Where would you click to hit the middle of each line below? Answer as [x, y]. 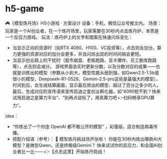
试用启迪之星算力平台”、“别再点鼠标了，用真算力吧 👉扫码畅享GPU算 [83, 97]
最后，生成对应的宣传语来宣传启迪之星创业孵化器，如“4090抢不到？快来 [86, 91]
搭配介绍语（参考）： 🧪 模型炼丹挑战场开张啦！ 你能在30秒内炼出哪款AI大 [87, 139]
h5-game [25, 9]
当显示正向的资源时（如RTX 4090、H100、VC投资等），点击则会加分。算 [87, 47]
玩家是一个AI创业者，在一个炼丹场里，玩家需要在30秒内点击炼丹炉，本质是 [82, 31]
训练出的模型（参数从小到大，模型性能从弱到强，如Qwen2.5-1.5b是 [90, 72]
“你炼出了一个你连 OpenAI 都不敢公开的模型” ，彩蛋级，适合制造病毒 [83, 126]
